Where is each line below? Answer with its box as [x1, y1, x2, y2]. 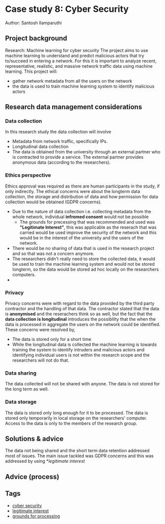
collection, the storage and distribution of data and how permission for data [5, 193, 159, 199]
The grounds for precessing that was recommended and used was [19, 219, 155, 225]
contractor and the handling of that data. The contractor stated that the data [5, 306, 160, 312]
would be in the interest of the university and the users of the [19, 235, 144, 240]
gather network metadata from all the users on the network [12, 78, 132, 84]
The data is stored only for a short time [12, 336, 92, 342]
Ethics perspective [5, 172, 51, 179]
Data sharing [5, 370, 37, 377]
